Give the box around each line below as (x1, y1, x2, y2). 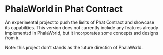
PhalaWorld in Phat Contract (5, 3, 123, 15)
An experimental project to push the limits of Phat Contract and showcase (5, 19, 155, 25)
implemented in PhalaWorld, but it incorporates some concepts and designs (5, 30, 159, 36)
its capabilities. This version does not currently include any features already (5, 24, 159, 30)
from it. (5, 35, 20, 41)
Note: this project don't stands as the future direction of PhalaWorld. (5, 44, 143, 50)
